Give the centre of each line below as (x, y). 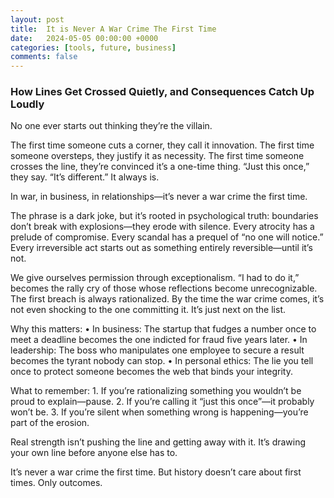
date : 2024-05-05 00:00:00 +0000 (84, 38)
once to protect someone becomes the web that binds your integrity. (151, 372)
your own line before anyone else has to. (94, 453)
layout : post (37, 19)
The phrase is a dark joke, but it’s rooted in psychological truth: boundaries (164, 216)
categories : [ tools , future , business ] (93, 47)
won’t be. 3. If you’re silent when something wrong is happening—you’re (159, 412)
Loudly (27, 104)
